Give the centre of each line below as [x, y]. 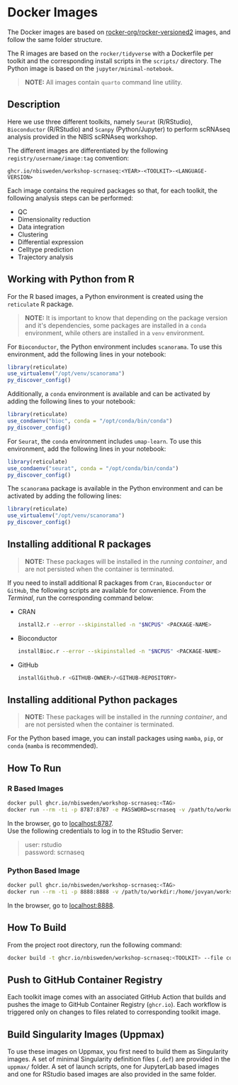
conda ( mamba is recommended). [53, 746]
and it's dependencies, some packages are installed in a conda [115, 325]
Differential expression [50, 241]
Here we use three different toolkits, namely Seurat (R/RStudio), [100, 121]
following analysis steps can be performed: [70, 198]
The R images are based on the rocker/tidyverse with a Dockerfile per [110, 53]
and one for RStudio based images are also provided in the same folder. [112, 1074]
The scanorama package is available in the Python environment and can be [115, 489]
